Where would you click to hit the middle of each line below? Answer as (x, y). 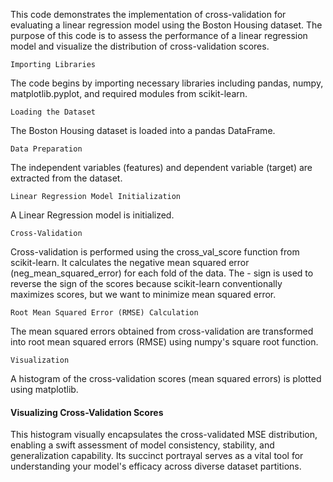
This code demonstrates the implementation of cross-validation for (148, 14)
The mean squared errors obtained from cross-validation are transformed (162, 331)
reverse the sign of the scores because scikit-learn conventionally (146, 283)
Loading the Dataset (53, 112)
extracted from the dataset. (66, 178)
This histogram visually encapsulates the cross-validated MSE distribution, (164, 435)
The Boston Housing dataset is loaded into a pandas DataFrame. (143, 130)
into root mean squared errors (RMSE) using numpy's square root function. (164, 342)
